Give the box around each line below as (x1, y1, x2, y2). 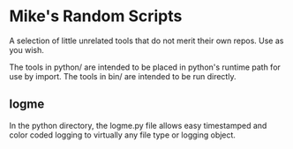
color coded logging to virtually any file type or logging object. (9, 130, 237, 140)
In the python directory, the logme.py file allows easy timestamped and (9, 120, 267, 130)
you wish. (9, 44, 44, 55)
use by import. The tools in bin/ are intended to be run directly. (9, 71, 237, 81)
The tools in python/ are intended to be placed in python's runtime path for (9, 62, 281, 72)
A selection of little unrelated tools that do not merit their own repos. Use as (9, 35, 284, 46)
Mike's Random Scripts (9, 6, 183, 26)
